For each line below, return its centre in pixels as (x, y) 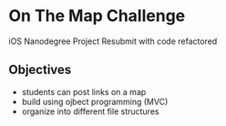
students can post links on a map (84, 91)
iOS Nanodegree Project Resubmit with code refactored (113, 41)
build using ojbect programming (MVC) (95, 101)
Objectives (40, 70)
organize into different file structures (90, 111)
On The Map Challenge (97, 16)
